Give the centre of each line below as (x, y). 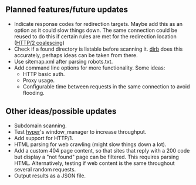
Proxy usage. (39, 80)
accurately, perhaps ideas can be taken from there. (76, 55)
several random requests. (45, 169)
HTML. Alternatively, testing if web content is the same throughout (94, 163)
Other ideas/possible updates (61, 111)
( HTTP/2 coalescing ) (39, 42)
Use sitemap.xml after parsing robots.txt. (63, 61)
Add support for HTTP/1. (44, 138)
